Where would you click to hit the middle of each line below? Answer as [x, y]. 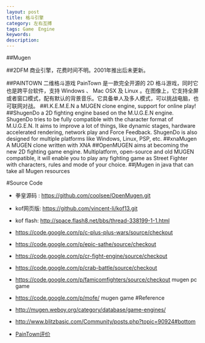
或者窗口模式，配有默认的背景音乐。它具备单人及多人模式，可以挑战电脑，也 [103, 98]
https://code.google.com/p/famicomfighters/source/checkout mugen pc [106, 280]
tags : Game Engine [31, 29]
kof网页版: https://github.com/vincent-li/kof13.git [76, 208]
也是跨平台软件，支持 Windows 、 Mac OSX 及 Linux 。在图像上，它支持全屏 [103, 91]
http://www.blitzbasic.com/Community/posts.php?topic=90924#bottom [106, 321]
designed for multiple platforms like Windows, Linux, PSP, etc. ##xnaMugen [102, 139]
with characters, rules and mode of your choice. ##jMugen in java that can [100, 164]
